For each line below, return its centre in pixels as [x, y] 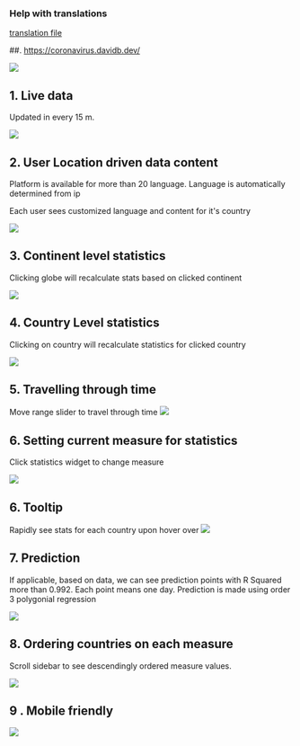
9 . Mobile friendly [62, 711]
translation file [36, 33]
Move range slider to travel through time [84, 413]
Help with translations [58, 13]
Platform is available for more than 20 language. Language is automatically [147, 183]
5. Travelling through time [83, 389]
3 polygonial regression [53, 599]
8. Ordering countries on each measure [121, 644]
